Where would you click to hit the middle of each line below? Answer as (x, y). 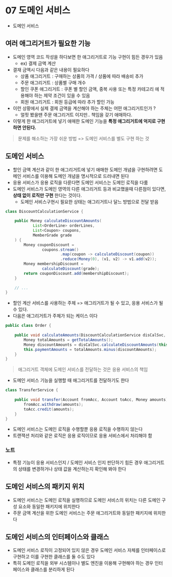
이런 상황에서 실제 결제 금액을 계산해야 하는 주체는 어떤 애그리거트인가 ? (84, 108)
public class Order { (28, 326)
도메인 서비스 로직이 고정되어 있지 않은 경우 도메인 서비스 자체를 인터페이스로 (89, 550)
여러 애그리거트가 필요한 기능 (48, 43)
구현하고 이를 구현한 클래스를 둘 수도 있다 (54, 557)
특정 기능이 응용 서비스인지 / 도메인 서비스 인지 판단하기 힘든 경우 (78, 462)
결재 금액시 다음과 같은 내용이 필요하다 (51, 69)
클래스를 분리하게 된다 (52, 570)
